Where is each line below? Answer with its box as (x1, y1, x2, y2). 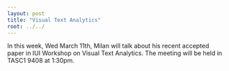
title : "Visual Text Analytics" (7, 17, 101, 23)
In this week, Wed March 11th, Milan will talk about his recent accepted (7, 42, 210, 50)
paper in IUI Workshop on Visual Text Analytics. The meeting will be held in (7, 49, 223, 57)
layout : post (7, 10, 45, 17)
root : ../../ (7, 23, 45, 30)
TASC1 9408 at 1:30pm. (7, 57, 74, 65)
